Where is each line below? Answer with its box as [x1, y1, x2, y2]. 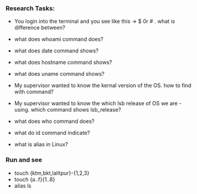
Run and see [5, 156, 42, 164]
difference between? [14, 24, 66, 31]
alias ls [14, 182, 32, 189]
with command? [14, 88, 54, 96]
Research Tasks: [5, 4, 55, 13]
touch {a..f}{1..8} [14, 175, 56, 183]
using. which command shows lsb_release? [14, 106, 121, 113]
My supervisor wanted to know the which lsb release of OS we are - [14, 100, 182, 107]
